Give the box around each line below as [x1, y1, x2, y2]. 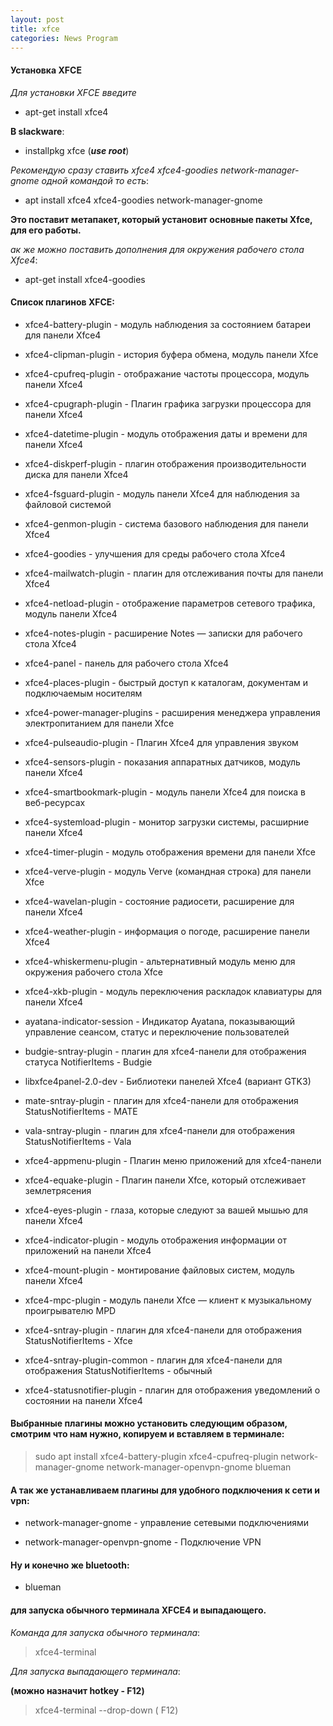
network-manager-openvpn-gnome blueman [106, 1461, 292, 1473]
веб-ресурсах [24, 796, 86, 808]
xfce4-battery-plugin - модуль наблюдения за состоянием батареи [24, 318, 311, 330]
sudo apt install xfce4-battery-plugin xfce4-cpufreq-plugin [34, 1450, 279, 1462]
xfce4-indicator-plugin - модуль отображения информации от [24, 1234, 287, 1246]
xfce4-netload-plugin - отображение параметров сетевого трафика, [24, 597, 316, 609]
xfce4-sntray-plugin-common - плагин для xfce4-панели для [24, 1354, 283, 1366]
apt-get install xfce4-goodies [24, 273, 146, 285]
